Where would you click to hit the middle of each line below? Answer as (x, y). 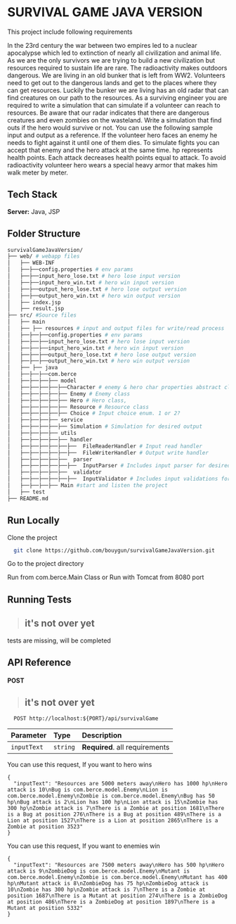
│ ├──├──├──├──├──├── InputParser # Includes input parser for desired (119, 466)
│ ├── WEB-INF (31, 263)
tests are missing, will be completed (59, 640)
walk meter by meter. (38, 172)
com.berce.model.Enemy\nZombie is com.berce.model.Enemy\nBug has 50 (111, 796)
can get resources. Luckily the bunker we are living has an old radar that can (118, 90)
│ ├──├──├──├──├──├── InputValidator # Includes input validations (113, 479)
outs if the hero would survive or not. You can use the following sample (110, 127)
